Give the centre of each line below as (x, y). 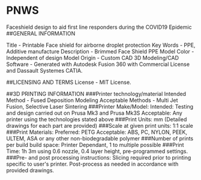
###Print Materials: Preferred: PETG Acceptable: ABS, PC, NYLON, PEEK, (97, 132)
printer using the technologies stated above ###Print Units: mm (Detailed (97, 119)
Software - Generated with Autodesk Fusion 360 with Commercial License (98, 64)
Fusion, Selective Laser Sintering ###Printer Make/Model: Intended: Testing (100, 106)
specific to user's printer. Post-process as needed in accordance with (92, 164)
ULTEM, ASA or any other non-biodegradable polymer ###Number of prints (100, 138)
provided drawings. (30, 170)
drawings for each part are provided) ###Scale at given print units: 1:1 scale (100, 125)
